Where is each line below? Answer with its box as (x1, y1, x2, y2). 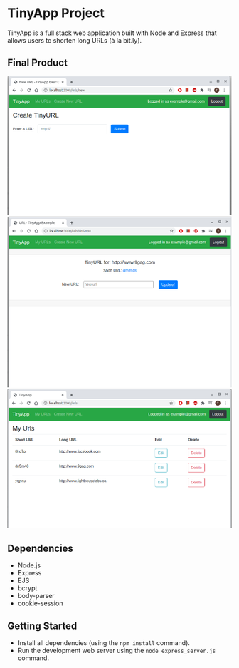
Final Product (7, 57, 68, 69)
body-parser (17, 592, 55, 600)
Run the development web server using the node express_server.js (17, 647, 216, 655)
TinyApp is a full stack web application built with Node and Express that (7, 29, 217, 37)
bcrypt (17, 584, 38, 592)
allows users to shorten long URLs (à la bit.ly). (7, 36, 142, 44)
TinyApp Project (7, 5, 105, 21)
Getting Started (7, 620, 78, 632)
